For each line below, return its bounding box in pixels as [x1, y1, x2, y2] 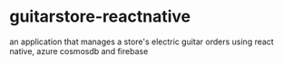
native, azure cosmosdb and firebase [9, 45, 149, 56]
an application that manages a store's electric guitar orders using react [9, 36, 274, 47]
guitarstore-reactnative [9, 6, 191, 27]
